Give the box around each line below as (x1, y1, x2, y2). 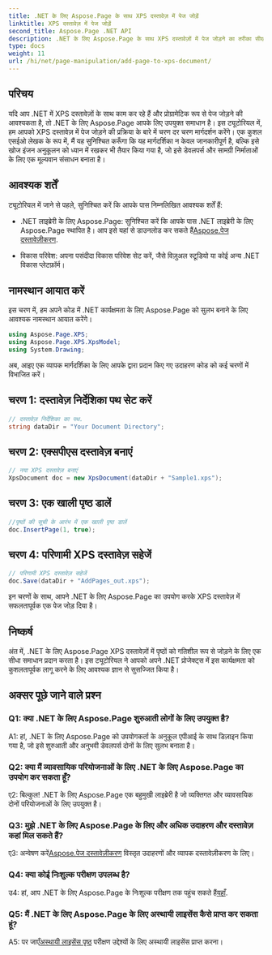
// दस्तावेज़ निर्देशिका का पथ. (8, 415, 83, 423)
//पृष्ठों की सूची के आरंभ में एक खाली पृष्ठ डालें (8, 518, 127, 526)
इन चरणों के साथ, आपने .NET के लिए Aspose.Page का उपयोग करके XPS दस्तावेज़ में (8, 591, 240, 601)
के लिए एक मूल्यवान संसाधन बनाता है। (8, 154, 106, 164)
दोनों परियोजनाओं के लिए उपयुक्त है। (8, 798, 103, 808)
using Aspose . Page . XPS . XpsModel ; (8, 338, 121, 346)
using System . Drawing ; (8, 346, 85, 354)
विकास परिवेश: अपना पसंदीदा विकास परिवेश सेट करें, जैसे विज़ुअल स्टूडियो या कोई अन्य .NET (19, 251, 261, 260)
